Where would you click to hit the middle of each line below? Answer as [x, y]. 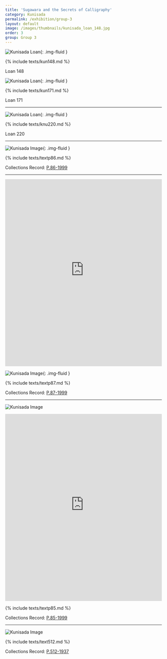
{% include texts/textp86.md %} [38, 158]
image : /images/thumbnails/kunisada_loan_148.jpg [58, 28]
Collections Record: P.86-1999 [37, 167]
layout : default [22, 24]
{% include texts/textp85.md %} [38, 608]
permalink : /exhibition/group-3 [39, 19]
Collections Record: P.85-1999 [36, 618]
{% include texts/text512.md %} [38, 642]
